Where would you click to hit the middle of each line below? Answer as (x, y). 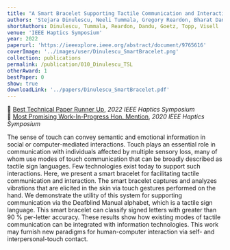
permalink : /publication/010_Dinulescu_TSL (70, 64)
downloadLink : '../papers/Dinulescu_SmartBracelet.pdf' (88, 90)
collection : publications (44, 58)
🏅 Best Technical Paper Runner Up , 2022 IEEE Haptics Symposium (101, 110)
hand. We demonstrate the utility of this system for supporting (95, 195)
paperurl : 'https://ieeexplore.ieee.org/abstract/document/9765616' (107, 45)
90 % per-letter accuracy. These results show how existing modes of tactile (114, 217)
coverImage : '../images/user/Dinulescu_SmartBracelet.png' (93, 52)
